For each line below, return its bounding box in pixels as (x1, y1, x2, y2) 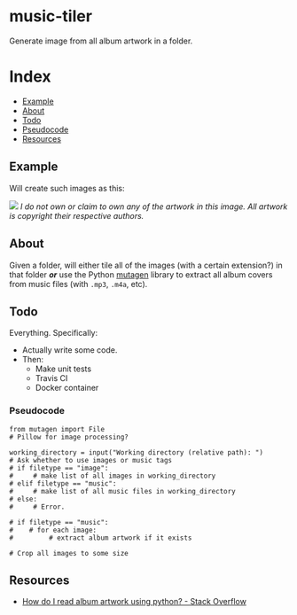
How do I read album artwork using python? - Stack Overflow (21, 596, 246, 607)
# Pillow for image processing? (9, 432, 129, 441)
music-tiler (9, 6, 93, 27)
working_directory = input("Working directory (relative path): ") (9, 448, 264, 457)
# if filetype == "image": (9, 463, 109, 472)
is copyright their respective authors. (9, 210, 145, 221)
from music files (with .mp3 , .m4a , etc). (9, 278, 148, 289)
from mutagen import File (9, 424, 105, 433)
